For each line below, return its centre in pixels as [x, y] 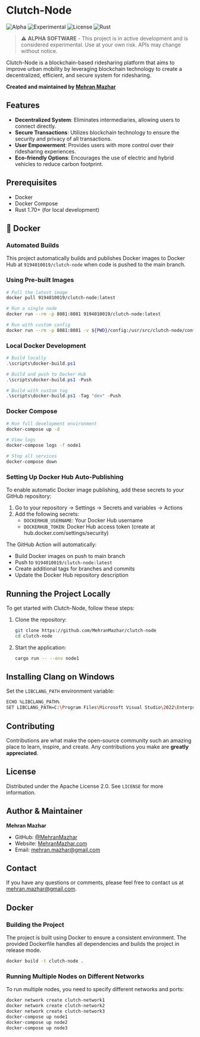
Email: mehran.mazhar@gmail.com [57, 850]
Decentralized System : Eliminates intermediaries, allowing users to [97, 120]
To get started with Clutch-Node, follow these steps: [71, 608]
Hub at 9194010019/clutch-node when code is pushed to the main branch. [96, 265]
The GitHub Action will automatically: [51, 544]
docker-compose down [32, 462]
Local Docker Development [46, 346]
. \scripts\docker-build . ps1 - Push [49, 380]
